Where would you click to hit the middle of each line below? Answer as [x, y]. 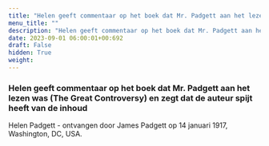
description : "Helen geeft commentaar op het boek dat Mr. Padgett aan [130, 30]
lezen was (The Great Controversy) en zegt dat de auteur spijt [130, 98]
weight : [21, 61]
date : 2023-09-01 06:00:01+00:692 [66, 38]
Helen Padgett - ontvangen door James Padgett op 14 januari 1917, [118, 125]
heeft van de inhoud [48, 108]
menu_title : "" [34, 23]
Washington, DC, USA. [45, 134]
